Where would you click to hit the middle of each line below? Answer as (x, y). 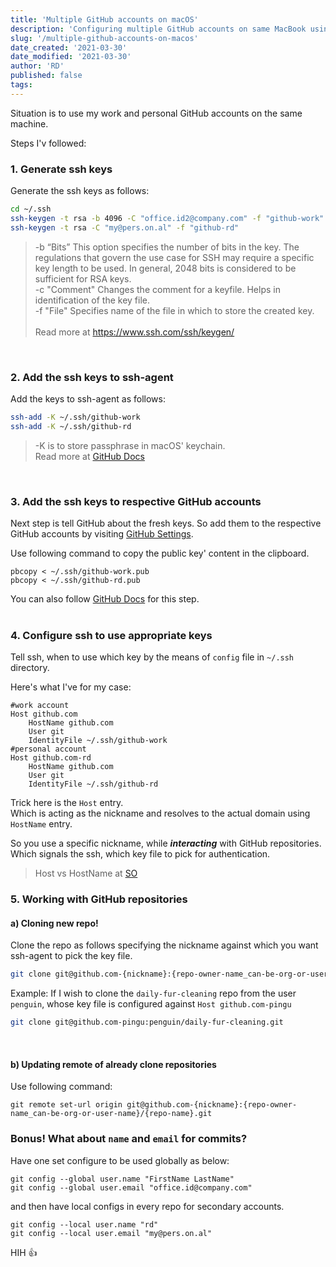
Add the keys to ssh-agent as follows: (88, 398)
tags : (21, 85)
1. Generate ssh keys (61, 169)
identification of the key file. (92, 300)
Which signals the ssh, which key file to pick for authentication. (140, 854)
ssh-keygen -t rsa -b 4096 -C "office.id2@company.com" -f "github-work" (167, 218)
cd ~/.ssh (31, 209)
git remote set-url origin (66, 1105)
